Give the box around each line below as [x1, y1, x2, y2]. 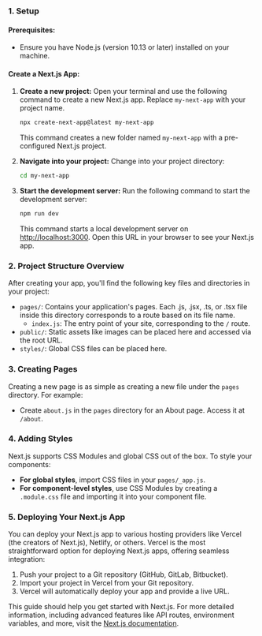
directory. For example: [8, 390, 83, 399]
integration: [8, 555, 46, 564]
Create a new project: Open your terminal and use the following [19, 87, 227, 96]
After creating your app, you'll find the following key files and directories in [8, 279, 250, 288]
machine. [19, 51, 50, 61]
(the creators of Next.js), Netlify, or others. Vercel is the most [8, 538, 206, 548]
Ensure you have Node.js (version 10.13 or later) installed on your [19, 43, 230, 52]
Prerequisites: [8, 25, 56, 35]
